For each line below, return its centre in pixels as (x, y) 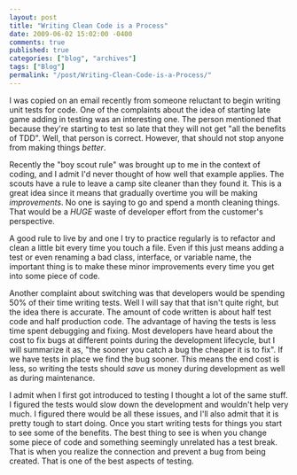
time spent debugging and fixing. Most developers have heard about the (141, 331)
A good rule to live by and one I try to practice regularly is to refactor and (142, 238)
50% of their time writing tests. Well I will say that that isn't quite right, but (144, 302)
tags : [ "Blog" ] (37, 67)
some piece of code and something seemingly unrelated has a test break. (143, 442)
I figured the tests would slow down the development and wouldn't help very (149, 404)
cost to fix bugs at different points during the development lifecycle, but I (142, 340)
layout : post (33, 17)
